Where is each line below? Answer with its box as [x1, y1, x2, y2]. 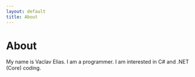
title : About [6, 14, 38, 20]
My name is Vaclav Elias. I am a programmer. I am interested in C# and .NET [6, 58, 189, 65]
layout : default [6, 8, 46, 15]
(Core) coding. [6, 65, 42, 72]
